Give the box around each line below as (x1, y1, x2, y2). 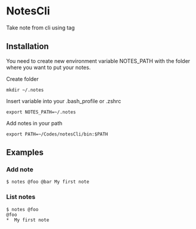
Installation (6, 41, 49, 52)
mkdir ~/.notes (6, 87, 44, 93)
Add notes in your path (6, 119, 63, 126)
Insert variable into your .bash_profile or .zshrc (6, 97, 121, 104)
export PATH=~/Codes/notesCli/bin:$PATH (6, 131, 109, 137)
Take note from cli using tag (6, 24, 75, 31)
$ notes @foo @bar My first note (6, 179, 90, 185)
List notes (6, 193, 36, 201)
